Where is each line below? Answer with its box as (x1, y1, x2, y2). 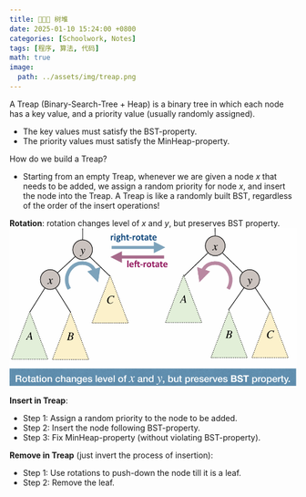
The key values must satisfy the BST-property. (22, 126, 198, 137)
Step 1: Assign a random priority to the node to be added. (22, 412, 239, 423)
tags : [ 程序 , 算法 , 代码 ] (9, 44, 100, 53)
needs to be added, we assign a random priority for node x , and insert (22, 181, 286, 192)
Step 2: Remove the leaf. (22, 477, 116, 488)
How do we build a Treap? (9, 153, 107, 164)
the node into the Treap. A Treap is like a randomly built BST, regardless (22, 190, 293, 201)
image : (9, 63, 35, 72)
